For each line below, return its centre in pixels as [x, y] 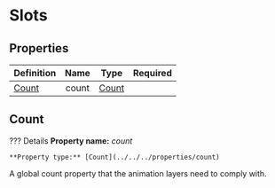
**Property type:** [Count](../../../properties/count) [114, 157]
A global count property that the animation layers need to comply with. [138, 173]
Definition [35, 73]
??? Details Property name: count [71, 141]
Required [153, 73]
